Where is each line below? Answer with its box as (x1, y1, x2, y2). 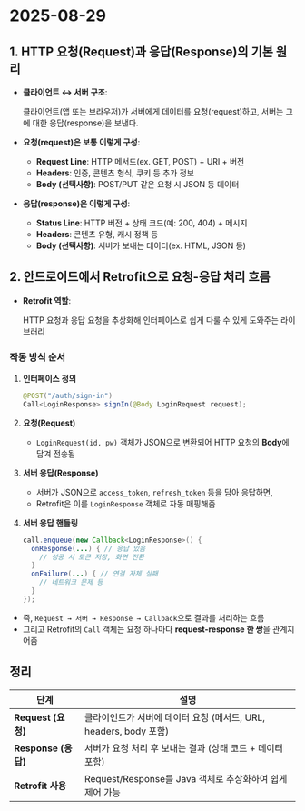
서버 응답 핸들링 (22, 517, 79, 528)
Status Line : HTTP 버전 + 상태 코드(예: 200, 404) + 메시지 (35, 217, 248, 228)
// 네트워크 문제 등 (39, 578, 103, 587)
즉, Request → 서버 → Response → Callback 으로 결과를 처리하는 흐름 (22, 612, 265, 623)
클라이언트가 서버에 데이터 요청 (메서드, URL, (84, 711, 266, 724)
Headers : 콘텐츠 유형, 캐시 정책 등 (35, 229, 159, 239)
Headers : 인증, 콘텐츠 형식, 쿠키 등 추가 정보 (35, 167, 195, 178)
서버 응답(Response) (22, 467, 99, 478)
